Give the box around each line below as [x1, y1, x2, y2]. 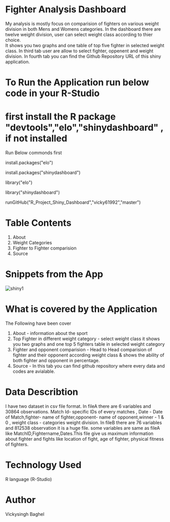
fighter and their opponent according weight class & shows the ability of [12, 352, 164, 358]
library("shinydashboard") [5, 190, 60, 196]
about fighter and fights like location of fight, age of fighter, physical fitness [5, 435, 164, 442]
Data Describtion [5, 386, 79, 398]
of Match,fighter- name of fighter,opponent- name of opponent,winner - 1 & [5, 414, 164, 420]
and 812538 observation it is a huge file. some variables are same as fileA [5, 425, 160, 431]
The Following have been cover [5, 320, 71, 326]
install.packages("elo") [5, 160, 54, 166]
